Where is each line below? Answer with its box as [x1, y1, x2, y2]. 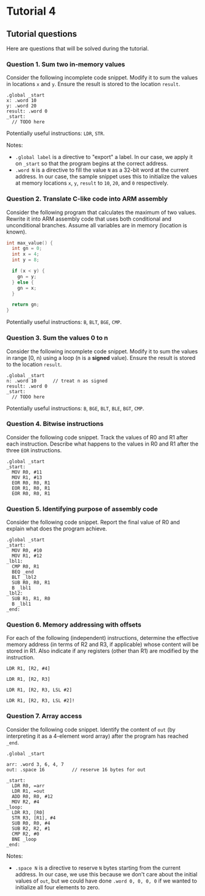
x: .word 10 [6, 98, 37, 104]
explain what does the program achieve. [6, 525, 107, 532]
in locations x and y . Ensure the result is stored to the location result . [6, 81, 181, 88]
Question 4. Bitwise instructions [6, 420, 104, 428]
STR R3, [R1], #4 [12, 815, 56, 821]
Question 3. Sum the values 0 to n [6, 334, 109, 342]
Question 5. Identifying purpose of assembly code [6, 504, 159, 513]
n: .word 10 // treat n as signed [6, 378, 108, 384]
